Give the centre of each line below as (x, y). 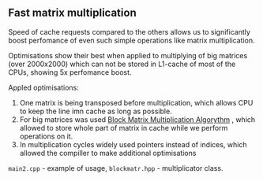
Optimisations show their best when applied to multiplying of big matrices (128, 55)
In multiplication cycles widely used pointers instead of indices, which (133, 144)
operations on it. (46, 136)
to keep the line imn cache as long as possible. (96, 111)
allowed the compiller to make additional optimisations (108, 153)
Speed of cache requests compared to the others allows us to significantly (130, 31)
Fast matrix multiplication (72, 13)
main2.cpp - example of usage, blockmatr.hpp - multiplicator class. (116, 168)
